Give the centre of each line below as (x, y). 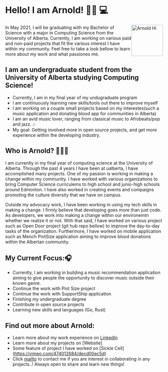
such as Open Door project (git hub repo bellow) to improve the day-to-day (82, 226)
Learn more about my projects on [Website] (57, 343)
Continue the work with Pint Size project (54, 288)
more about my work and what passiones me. (52, 54)
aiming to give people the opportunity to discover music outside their (83, 278)
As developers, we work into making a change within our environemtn (77, 215)
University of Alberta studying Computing (72, 78)
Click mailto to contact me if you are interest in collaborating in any (81, 359)
